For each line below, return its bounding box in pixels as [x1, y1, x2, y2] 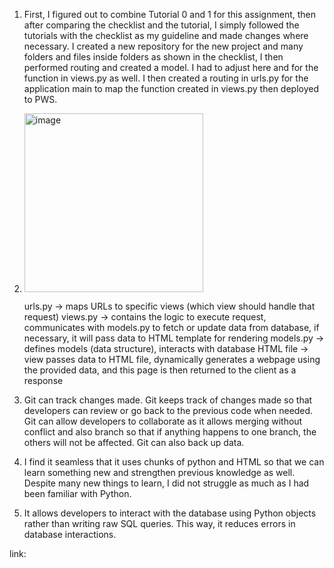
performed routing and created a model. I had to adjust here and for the [23, 62, 319, 73]
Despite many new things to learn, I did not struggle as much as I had [23, 477, 310, 489]
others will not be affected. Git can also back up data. [23, 437, 245, 448]
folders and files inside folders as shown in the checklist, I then [23, 51, 284, 63]
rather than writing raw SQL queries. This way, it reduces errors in [23, 518, 296, 529]
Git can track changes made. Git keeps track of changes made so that [23, 394, 313, 406]
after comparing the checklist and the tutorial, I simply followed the [23, 19, 300, 31]
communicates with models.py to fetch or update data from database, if [23, 322, 320, 333]
